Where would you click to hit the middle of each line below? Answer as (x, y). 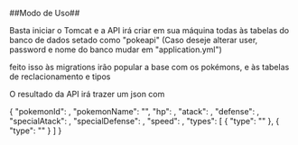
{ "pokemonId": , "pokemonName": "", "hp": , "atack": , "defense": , (135, 111)
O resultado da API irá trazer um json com (87, 94)
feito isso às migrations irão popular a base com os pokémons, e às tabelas (149, 67)
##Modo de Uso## (45, 13)
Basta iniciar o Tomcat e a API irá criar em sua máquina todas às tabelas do (149, 30)
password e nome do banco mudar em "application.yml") (116, 50)
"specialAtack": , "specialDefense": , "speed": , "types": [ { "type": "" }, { (144, 121)
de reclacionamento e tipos (60, 77)
